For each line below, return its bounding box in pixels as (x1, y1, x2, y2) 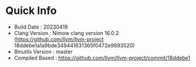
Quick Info (5, 4, 57, 17)
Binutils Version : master (13, 48, 73, 55)
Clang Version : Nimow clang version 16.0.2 (13, 29, 119, 36)
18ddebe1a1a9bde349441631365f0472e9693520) (13, 42, 135, 49)
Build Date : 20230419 (13, 23, 68, 30)
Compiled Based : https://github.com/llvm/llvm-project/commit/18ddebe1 (13, 54, 190, 61)
